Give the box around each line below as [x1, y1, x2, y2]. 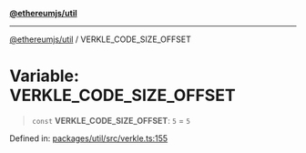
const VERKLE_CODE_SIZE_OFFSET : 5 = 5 [31, 115, 191, 126]
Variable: [9, 66, 80, 87]
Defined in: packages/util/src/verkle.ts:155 [9, 132, 168, 144]
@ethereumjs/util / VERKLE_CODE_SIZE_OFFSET [9, 34, 191, 45]
